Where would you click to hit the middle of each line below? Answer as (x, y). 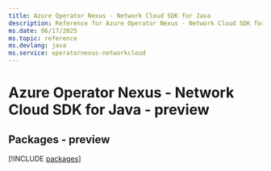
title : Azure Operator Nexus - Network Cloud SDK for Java (110, 16)
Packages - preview (59, 139)
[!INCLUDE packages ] (45, 159)
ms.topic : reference (43, 38)
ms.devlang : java (38, 46)
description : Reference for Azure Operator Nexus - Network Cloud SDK (129, 23)
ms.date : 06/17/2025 (43, 31)
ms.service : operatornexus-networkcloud (77, 53)
